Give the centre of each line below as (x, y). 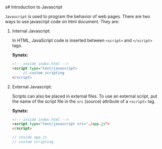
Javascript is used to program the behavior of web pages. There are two (78, 16)
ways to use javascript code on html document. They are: (62, 22)
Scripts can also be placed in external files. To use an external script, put (84, 96)
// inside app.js (29, 137)
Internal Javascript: (31, 31)
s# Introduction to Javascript (34, 7)
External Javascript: (32, 86)
